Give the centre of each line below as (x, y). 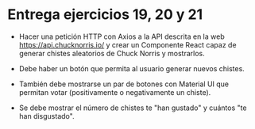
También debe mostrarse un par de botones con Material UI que (124, 84)
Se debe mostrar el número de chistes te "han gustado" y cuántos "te (133, 108)
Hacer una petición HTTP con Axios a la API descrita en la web (122, 36)
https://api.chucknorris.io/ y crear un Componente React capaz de (127, 44)
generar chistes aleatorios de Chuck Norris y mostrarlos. (112, 53)
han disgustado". (46, 116)
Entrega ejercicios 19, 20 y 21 (105, 15)
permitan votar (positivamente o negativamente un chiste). (115, 92)
